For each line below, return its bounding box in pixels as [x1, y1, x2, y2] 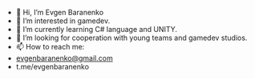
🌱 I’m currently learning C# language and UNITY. [15, 25, 178, 34]
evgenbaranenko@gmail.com [15, 53, 114, 63]
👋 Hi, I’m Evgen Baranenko [15, 8, 104, 17]
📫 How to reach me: [15, 42, 85, 51]
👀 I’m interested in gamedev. [15, 16, 111, 26]
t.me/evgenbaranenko [15, 62, 90, 71]
